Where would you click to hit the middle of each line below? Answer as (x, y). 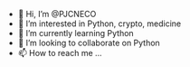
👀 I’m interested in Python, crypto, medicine (100, 24)
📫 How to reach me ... (60, 53)
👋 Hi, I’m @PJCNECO (57, 14)
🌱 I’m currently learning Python (76, 33)
